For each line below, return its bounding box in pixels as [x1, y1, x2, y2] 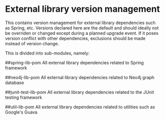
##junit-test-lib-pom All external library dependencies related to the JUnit [5, 89, 154, 95]
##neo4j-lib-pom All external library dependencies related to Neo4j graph [5, 74, 155, 80]
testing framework [5, 94, 43, 100]
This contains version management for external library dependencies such [5, 20, 156, 26]
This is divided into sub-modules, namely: [5, 50, 90, 56]
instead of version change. [5, 40, 59, 46]
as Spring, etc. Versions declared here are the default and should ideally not [5, 25, 159, 30]
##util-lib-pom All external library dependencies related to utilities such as [5, 104, 155, 110]
